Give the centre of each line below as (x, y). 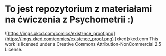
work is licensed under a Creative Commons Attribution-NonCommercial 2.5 (83, 44)
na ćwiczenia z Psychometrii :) (70, 20)
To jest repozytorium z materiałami (79, 9)
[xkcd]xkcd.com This (136, 39)
